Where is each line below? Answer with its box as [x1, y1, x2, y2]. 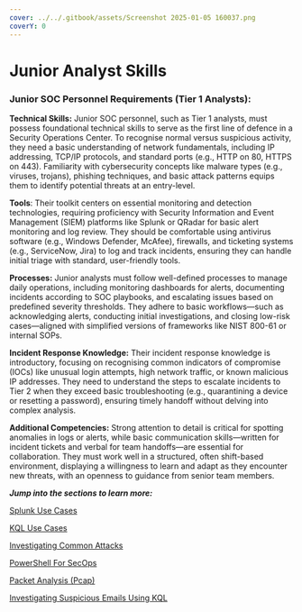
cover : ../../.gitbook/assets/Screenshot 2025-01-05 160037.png [9, 13, 256, 23]
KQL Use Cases [9, 522, 68, 533]
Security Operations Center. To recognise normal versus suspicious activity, [9, 132, 291, 142]
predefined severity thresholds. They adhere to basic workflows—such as [9, 301, 284, 312]
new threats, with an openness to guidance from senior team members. [9, 470, 275, 480]
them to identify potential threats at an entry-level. [9, 179, 196, 190]
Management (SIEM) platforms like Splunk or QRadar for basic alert [9, 216, 260, 227]
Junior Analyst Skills [9, 60, 167, 81]
